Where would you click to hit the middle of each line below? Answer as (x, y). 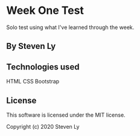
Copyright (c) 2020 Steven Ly (43, 126)
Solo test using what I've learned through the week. (70, 27)
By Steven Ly (31, 46)
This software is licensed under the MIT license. (66, 115)
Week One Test (45, 11)
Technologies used (43, 67)
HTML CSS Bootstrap (33, 82)
